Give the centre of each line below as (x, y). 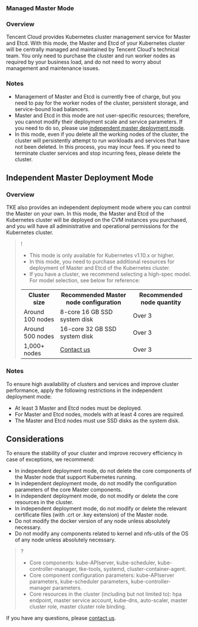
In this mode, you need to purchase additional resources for (102, 262)
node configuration (93, 302)
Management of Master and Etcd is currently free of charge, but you (98, 96)
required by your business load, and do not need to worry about (84, 62)
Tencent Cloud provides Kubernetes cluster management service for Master (98, 37)
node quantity (161, 302)
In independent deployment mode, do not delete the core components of (103, 471)
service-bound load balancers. (52, 109)
